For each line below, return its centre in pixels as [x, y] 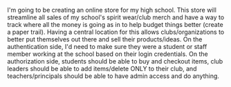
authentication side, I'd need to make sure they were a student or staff [107, 47]
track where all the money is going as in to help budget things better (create [115, 25]
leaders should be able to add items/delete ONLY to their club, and [102, 69]
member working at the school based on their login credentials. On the [108, 54]
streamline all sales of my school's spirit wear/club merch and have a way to [116, 17]
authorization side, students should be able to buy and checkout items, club [115, 61]
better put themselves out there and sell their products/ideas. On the [105, 39]
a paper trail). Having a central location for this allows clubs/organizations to [116, 32]
